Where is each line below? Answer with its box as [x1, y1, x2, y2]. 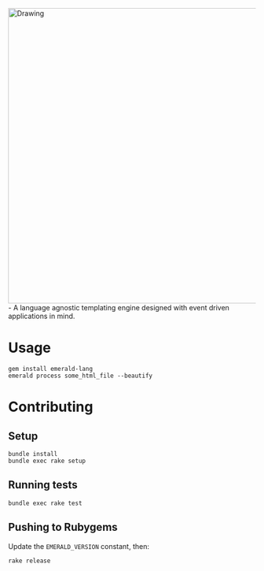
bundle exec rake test [8, 499, 82, 507]
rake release [8, 557, 51, 565]
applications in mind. [8, 311, 75, 321]
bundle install [8, 450, 58, 458]
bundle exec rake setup [8, 457, 86, 465]
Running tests [8, 478, 79, 491]
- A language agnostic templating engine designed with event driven [8, 303, 230, 312]
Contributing [8, 398, 93, 416]
